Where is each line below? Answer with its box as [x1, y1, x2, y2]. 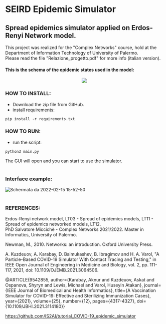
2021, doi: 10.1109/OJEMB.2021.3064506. [13, 267, 99, 273]
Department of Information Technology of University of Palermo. [5, 50, 139, 56]
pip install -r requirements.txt [5, 116, 75, 121]
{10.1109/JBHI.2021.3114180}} [5, 303, 65, 309]
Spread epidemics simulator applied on [5, 24, 130, 32]
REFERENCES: [5, 204, 41, 211]
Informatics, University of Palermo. [5, 231, 77, 237]
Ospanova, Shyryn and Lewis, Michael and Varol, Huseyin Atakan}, [5, 282, 143, 288]
